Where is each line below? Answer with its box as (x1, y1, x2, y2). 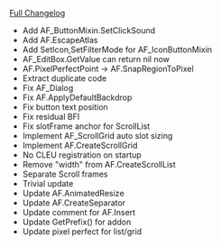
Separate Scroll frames (22, 169, 108, 179)
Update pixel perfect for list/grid (22, 226, 143, 237)
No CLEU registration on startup (22, 150, 142, 160)
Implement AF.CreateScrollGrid (22, 140, 138, 150)
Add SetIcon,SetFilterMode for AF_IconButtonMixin (22, 44, 213, 55)
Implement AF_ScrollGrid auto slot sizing (22, 131, 173, 141)
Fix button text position (22, 102, 108, 112)
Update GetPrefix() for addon (22, 216, 132, 227)
